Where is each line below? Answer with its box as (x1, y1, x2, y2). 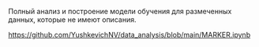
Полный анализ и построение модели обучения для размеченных (8, 7, 232, 16)
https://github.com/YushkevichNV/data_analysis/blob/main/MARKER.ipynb (8, 31, 251, 39)
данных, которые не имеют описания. (8, 15, 137, 24)
